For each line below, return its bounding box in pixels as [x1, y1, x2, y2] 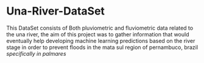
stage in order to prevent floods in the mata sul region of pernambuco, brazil [6, 44, 199, 51]
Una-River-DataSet [6, 4, 105, 18]
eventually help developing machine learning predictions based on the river [6, 37, 195, 44]
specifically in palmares [6, 50, 66, 57]
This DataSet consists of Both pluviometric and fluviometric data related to [6, 24, 194, 31]
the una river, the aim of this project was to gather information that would [6, 30, 189, 38]
